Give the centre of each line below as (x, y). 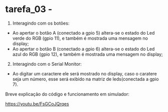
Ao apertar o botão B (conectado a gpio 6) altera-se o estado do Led (83, 49)
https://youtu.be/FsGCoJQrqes (37, 103)
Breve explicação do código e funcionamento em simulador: (67, 94)
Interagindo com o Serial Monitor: (47, 64)
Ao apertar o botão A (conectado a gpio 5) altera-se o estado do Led (83, 33)
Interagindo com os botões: (41, 23)
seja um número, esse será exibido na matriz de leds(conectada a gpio (86, 79)
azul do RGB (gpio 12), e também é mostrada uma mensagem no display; (88, 54)
